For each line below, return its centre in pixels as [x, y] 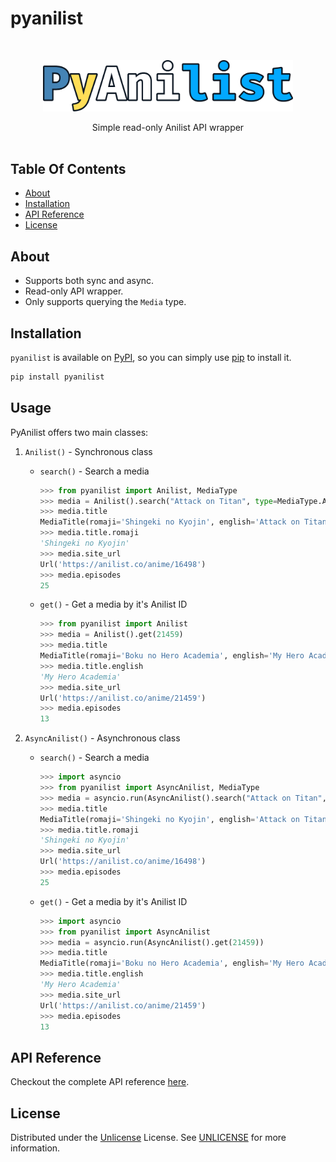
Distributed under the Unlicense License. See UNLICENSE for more [148, 1138]
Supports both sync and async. [89, 281]
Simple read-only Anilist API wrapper [168, 127]
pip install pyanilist [57, 377]
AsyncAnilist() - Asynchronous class [102, 738]
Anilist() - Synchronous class [88, 451]
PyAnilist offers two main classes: [79, 432]
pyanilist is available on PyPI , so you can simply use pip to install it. [151, 358]
